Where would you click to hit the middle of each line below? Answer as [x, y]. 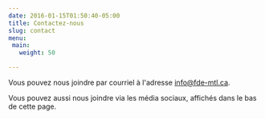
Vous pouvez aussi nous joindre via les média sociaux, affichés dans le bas [132, 98]
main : [21, 46]
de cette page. [33, 106]
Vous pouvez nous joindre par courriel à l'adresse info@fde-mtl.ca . [119, 82]
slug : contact [32, 30]
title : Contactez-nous [46, 23]
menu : [17, 38]
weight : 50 [37, 53]
